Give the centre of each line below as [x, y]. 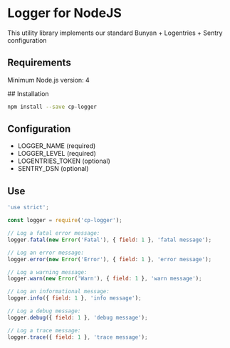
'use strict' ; [28, 208]
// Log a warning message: [47, 272]
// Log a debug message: [44, 311]
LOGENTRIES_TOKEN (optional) [64, 161]
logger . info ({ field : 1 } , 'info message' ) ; [74, 298]
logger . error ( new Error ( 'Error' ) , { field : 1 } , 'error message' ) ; [110, 259]
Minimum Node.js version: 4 [49, 80]
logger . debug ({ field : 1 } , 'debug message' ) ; [78, 317]
